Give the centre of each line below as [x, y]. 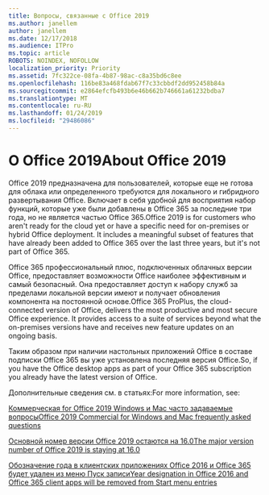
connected [26, 310]
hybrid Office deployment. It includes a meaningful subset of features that [131, 234]
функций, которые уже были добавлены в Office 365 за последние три [130, 208]
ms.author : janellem [43, 23]
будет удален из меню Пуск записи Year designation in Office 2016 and [128, 473]
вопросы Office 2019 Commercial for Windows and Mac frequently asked [130, 417]
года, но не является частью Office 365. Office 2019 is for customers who [132, 217]
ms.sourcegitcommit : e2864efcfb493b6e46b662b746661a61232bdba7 [117, 91]
